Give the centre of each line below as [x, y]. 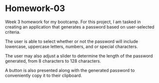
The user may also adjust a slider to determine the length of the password [79, 55]
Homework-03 [35, 8]
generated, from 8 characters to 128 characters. [53, 61]
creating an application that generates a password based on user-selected [80, 27]
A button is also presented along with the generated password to [70, 70]
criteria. [13, 32]
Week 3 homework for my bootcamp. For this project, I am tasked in [73, 22]
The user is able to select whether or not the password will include [72, 41]
